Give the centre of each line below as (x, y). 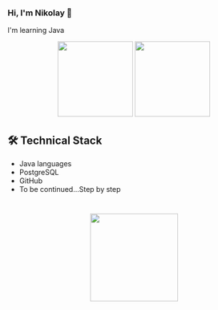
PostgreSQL (39, 173)
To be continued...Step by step (70, 190)
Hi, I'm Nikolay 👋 (40, 13)
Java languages (45, 164)
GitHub (31, 181)
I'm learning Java (36, 31)
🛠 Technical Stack (55, 140)
